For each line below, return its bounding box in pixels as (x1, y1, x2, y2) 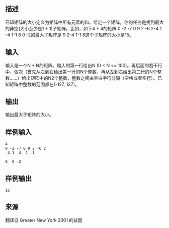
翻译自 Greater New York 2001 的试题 (5, 217, 83, 223)
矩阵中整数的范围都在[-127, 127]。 (9, 81, 79, 87)
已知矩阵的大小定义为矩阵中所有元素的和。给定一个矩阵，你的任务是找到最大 (5, 19, 164, 25)
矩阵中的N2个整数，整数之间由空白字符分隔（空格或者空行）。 (30, 75, 158, 81)
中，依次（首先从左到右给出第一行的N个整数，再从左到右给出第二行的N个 (5, 69, 157, 75)
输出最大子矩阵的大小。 (5, 111, 54, 118)
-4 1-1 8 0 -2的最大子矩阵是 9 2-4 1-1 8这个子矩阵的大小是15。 (5, 32, 134, 38)
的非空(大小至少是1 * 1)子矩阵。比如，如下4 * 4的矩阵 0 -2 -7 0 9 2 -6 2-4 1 (5, 25, 162, 31)
